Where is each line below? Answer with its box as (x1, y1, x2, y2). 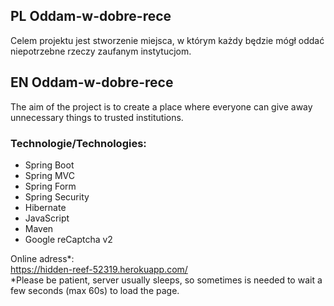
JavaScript (24, 212, 70, 224)
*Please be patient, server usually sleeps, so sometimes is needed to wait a (10, 274, 323, 286)
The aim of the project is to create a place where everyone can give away (10, 100, 313, 113)
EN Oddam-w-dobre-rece (10, 74, 174, 91)
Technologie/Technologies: (10, 136, 147, 150)
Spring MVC (24, 169, 76, 181)
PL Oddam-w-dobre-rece (10, 8, 172, 25)
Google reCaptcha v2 (24, 233, 113, 245)
